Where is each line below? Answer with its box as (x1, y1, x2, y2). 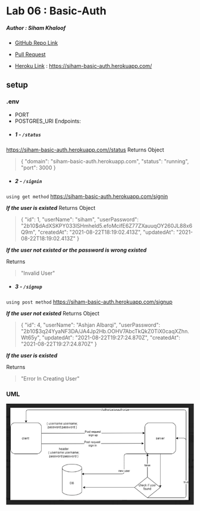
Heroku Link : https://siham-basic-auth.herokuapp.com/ (14, 63, 152, 70)
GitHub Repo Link (14, 39, 58, 47)
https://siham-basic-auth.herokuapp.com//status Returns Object (6, 146, 164, 153)
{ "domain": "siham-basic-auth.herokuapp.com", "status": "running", (20, 157, 189, 165)
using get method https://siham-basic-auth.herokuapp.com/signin (6, 193, 168, 200)
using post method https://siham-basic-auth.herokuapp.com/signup (6, 298, 173, 305)
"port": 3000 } (20, 164, 56, 171)
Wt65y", (20, 334, 41, 341)
